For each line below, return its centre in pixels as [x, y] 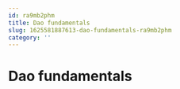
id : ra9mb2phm [32, 15]
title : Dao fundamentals [49, 23]
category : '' [30, 37]
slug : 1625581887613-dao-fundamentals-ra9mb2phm [90, 30]
